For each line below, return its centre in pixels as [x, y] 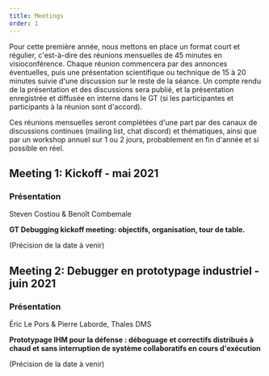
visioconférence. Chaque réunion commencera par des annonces [118, 63]
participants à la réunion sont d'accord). [76, 107]
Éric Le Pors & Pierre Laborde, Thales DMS [80, 323]
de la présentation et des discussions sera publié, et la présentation [122, 89]
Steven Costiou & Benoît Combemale [71, 214]
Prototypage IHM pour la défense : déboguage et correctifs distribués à [131, 340]
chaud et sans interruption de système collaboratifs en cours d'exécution [135, 348]
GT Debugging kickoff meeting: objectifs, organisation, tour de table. [127, 230]
